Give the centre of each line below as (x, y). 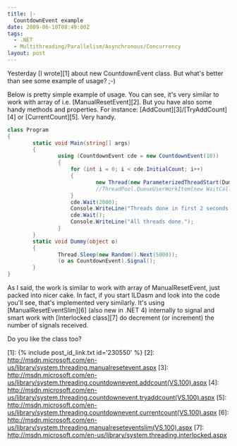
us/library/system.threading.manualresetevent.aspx (82, 367)
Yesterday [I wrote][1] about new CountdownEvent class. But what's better (115, 73)
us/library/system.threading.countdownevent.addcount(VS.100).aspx (107, 382)
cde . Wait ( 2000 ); (94, 202)
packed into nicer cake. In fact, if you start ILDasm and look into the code (114, 295)
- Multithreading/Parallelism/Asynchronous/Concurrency (97, 47)
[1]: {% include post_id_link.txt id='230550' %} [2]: (81, 352)
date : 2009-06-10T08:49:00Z (49, 27)
